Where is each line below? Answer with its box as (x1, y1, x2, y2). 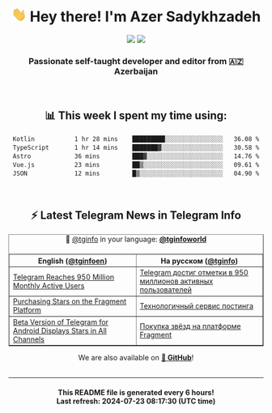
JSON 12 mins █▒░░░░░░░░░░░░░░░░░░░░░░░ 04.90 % (12, 169, 260, 177)
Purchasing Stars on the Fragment (13, 296, 127, 306)
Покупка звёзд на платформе (139, 321, 241, 331)
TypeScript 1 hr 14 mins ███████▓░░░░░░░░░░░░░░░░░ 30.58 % (12, 144, 260, 152)
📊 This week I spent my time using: (45, 109, 227, 122)
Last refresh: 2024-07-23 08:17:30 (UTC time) (56, 396, 216, 406)
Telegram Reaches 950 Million (13, 272, 115, 282)
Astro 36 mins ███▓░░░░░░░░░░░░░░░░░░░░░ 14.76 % (12, 152, 260, 160)
